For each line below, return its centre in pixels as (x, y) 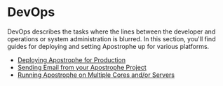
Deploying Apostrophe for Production (72, 59)
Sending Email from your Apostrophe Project (82, 67)
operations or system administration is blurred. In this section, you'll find (111, 38)
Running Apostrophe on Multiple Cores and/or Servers (96, 75)
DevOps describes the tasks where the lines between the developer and (111, 31)
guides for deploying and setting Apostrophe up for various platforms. (108, 46)
